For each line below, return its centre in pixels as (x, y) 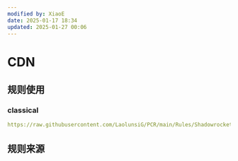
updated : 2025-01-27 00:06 (47, 27)
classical (23, 110)
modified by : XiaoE (36, 14)
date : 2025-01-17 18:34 (42, 20)
